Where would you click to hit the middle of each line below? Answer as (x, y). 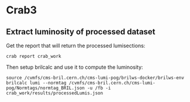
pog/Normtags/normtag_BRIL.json (45, 88)
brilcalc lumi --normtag (36, 83)
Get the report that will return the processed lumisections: (76, 45)
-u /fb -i (99, 88)
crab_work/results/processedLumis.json (55, 93)
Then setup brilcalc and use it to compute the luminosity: (75, 67)
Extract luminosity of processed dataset (81, 32)
